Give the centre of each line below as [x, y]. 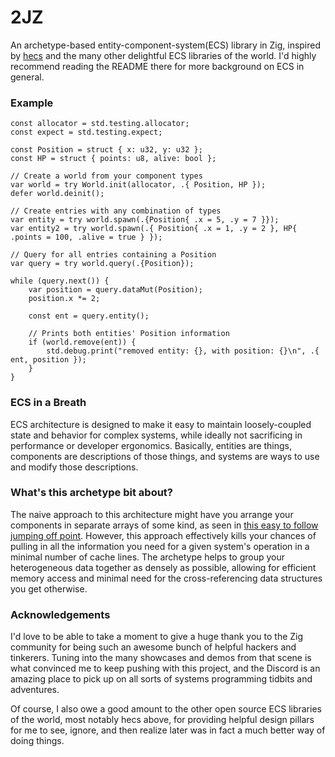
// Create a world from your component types [106, 176]
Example [32, 103]
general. [27, 77]
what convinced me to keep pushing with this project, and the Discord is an [165, 668]
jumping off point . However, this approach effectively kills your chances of [163, 535]
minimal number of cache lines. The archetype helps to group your [147, 557]
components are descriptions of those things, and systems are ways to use [165, 456]
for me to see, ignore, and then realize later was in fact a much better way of [168, 730]
